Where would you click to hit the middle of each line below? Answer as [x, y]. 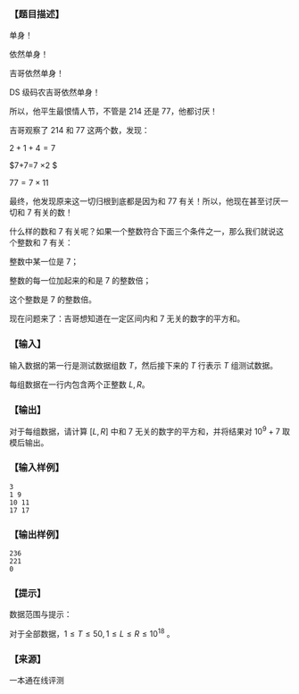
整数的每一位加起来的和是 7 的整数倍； [80, 281]
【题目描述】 [37, 13]
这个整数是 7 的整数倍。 [53, 300]
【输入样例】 [37, 468]
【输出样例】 [37, 534]
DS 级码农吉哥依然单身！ [55, 92]
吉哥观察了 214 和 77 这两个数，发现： [79, 131]
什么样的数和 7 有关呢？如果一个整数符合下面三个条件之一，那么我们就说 [143, 232]
